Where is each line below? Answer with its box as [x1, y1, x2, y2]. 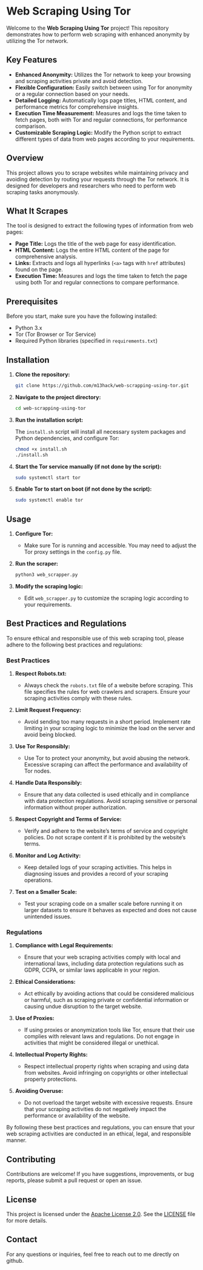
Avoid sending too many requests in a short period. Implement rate [24, 718, 191, 725]
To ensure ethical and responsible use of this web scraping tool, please [6, 634, 184, 642]
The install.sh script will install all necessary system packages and [15, 428, 186, 435]
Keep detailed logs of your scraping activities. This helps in [24, 864, 171, 871]
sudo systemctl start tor [15, 474, 81, 480]
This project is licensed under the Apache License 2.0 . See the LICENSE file [6, 1210, 196, 1217]
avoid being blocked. [24, 731, 77, 738]
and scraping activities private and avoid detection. [15, 77, 144, 84]
